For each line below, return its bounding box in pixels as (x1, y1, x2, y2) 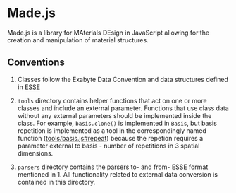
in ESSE (17, 83, 41, 91)
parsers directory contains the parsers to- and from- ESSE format (17, 163, 209, 171)
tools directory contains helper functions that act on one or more (17, 96, 207, 105)
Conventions (7, 57, 66, 69)
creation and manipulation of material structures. (7, 35, 149, 44)
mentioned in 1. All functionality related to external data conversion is (17, 170, 218, 178)
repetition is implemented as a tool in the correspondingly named (17, 126, 206, 135)
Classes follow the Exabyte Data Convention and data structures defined (17, 75, 229, 83)
